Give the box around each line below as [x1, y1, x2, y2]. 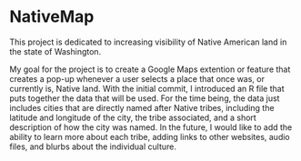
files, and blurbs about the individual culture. [9, 141, 177, 152]
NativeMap [9, 6, 95, 27]
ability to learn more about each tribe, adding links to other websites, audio [9, 131, 291, 142]
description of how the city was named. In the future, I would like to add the [9, 121, 293, 133]
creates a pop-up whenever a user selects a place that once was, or [9, 73, 266, 84]
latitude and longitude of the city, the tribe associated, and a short [9, 112, 256, 123]
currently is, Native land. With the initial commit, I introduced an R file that [9, 83, 285, 94]
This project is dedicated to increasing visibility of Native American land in [9, 36, 287, 47]
